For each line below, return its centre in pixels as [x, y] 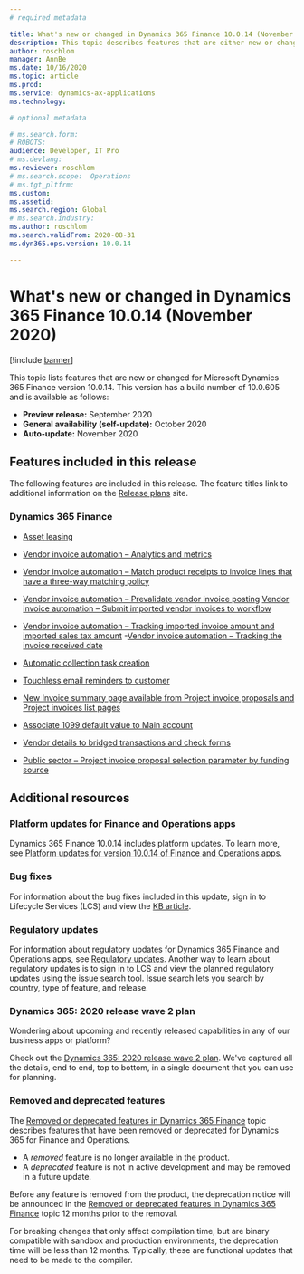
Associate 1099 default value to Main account [107, 724]
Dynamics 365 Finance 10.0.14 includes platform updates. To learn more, [145, 844]
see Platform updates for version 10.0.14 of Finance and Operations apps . [146, 853]
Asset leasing [48, 536]
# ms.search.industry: [52, 218]
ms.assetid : [32, 201]
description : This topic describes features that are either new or [141, 43]
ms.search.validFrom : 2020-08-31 [72, 235]
